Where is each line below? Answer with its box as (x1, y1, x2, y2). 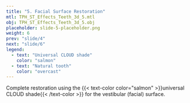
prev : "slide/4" (6, 36, 45, 42)
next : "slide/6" (6, 42, 45, 47)
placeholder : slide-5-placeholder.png (6, 25, 100, 31)
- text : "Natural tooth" (11, 63, 72, 69)
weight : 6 (6, 30, 30, 36)
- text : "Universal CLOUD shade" (11, 52, 93, 58)
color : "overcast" (16, 68, 61, 74)
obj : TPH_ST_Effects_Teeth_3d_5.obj (6, 19, 95, 25)
